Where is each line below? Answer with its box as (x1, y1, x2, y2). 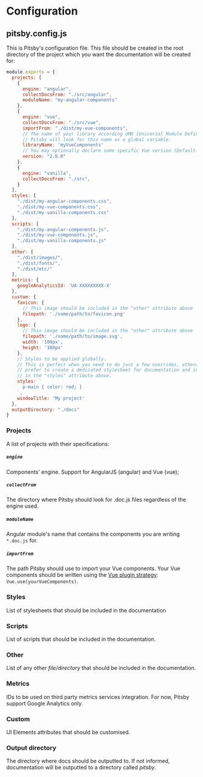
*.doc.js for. (6, 537, 38, 544)
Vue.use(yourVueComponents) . (6, 578, 79, 585)
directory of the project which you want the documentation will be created (6, 51, 192, 58)
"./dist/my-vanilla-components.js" (17, 238, 107, 244)
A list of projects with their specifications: (6, 440, 110, 447)
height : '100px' (22, 344, 63, 350)
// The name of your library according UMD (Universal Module (22, 131, 182, 137)
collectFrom (6, 482, 36, 488)
